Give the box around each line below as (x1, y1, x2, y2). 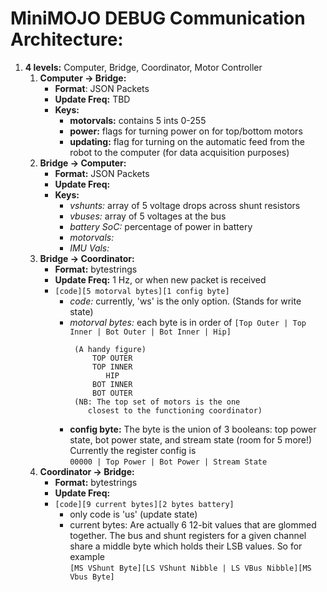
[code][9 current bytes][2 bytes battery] (54, 499, 235, 509)
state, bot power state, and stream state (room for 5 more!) (69, 433, 313, 446)
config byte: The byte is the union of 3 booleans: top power (69, 423, 317, 435)
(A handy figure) (74, 344, 147, 354)
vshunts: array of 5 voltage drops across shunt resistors (69, 199, 301, 211)
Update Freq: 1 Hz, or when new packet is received (54, 273, 267, 286)
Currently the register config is (69, 444, 197, 456)
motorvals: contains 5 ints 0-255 (69, 114, 207, 126)
